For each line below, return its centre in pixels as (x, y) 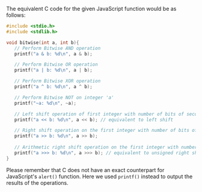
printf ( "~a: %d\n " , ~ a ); (45, 103)
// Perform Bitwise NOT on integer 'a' (64, 98)
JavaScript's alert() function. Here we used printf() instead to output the (99, 176)
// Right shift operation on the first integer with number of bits (102, 131)
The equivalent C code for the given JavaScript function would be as (91, 9)
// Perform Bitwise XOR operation (57, 81)
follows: (16, 15)
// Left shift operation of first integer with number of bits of (99, 114)
